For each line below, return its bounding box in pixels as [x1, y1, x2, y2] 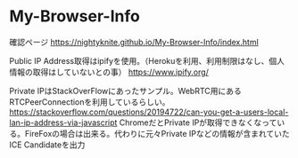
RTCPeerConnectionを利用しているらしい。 [9, 96, 170, 107]
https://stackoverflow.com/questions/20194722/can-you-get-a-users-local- [9, 107, 289, 117]
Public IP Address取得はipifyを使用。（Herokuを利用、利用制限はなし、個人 [9, 55, 286, 66]
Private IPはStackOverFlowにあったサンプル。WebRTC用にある [9, 85, 243, 96]
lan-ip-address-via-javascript [9, 117, 118, 128]
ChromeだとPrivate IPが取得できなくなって [119, 117, 277, 128]
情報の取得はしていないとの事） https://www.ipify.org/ [9, 67, 210, 77]
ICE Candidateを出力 [9, 139, 86, 150]
